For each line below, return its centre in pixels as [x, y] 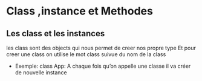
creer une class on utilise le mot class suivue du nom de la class [86, 54]
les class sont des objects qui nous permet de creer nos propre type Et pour [101, 48]
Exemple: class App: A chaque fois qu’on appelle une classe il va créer [103, 66]
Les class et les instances [56, 34]
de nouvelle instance [41, 73]
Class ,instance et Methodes [80, 11]
